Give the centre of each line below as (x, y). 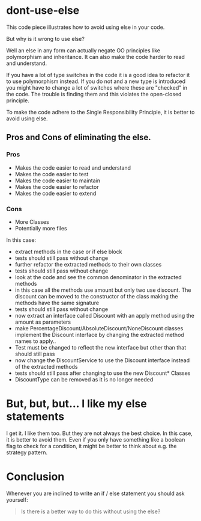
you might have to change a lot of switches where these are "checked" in (97, 87)
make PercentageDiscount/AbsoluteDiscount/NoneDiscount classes (99, 328)
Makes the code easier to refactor (57, 187)
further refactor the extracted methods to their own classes (88, 264)
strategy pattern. (27, 452)
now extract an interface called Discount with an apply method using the (105, 315)
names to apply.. (35, 341)
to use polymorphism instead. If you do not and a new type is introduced (96, 81)
